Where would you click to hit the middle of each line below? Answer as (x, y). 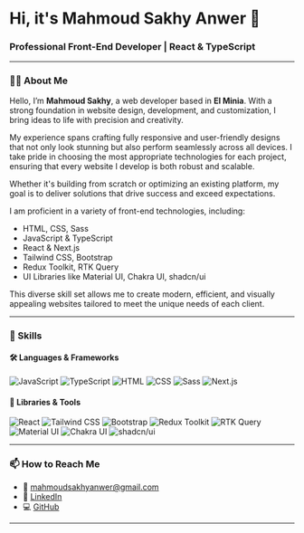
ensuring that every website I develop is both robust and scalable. (132, 166)
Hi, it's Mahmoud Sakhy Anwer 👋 (135, 19)
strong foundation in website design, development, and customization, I (142, 110)
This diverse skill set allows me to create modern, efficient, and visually (142, 294)
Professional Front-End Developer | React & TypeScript (133, 47)
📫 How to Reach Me (55, 464)
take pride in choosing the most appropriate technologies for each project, (148, 157)
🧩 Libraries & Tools (45, 402)
